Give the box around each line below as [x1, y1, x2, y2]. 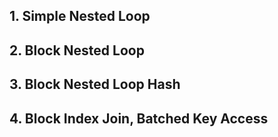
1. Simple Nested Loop [9, 8, 151, 25]
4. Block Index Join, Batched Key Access [9, 110, 269, 127]
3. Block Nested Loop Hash [9, 76, 181, 93]
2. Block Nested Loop [9, 42, 145, 59]
